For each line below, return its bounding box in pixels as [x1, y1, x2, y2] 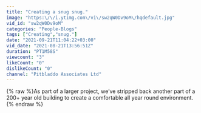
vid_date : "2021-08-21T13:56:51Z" [6, 43, 94, 49]
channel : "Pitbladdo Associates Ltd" [6, 71, 102, 77]
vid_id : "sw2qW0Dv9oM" [6, 20, 64, 26]
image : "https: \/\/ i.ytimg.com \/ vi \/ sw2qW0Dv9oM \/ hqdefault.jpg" [6, 15, 175, 21]
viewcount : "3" [6, 54, 45, 60]
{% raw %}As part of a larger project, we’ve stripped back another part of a [6, 87, 196, 95]
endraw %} [15, 101, 44, 108]
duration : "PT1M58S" [6, 49, 59, 55]
